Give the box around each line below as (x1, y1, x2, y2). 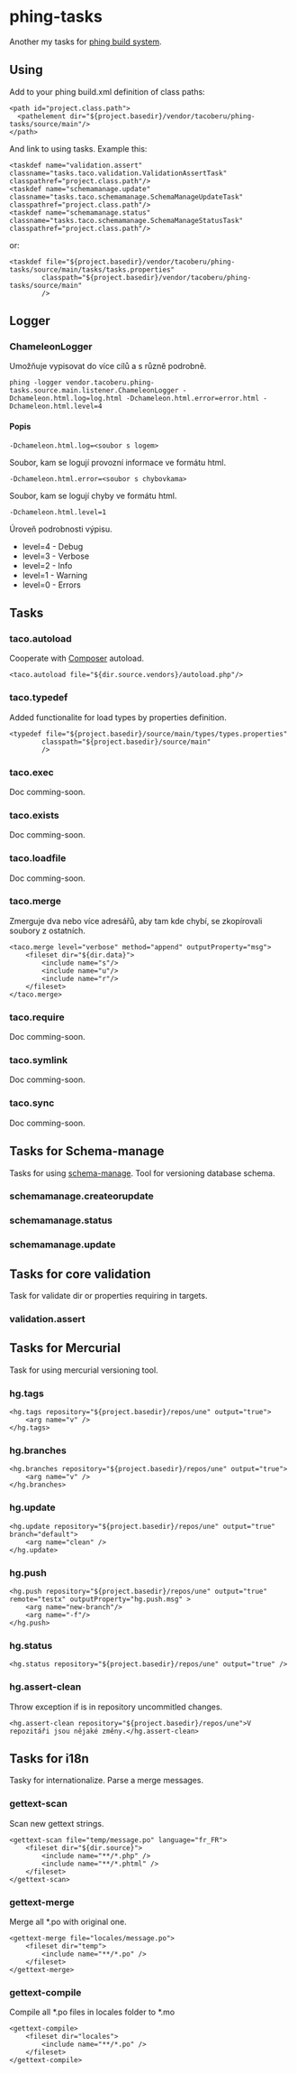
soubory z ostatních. (9, 925, 85, 936)
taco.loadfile (9, 852, 67, 865)
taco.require (9, 1011, 65, 1023)
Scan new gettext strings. (9, 1818, 104, 1829)
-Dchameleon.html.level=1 (9, 507, 106, 516)
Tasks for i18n (9, 1751, 90, 1766)
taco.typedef (9, 691, 68, 704)
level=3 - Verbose (22, 551, 90, 561)
